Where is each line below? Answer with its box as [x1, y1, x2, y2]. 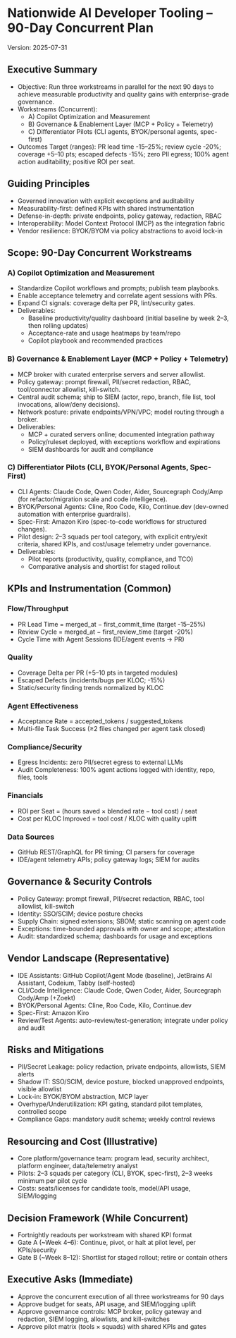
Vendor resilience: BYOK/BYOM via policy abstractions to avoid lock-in [17, 226, 223, 235]
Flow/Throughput [7, 604, 69, 614]
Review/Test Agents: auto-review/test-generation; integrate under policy [17, 1016, 228, 1024]
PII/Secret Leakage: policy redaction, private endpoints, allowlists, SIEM [17, 1062, 226, 1071]
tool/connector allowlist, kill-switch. [17, 385, 121, 393]
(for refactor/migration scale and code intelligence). [17, 495, 168, 503]
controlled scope [17, 1107, 67, 1116]
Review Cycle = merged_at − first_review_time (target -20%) [17, 627, 194, 636]
